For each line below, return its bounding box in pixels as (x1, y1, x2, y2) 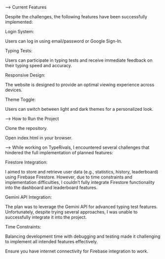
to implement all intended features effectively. (5, 239, 98, 244)
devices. (5, 87, 23, 93)
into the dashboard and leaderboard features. (5, 185, 98, 190)
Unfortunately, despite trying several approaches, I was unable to (5, 209, 138, 215)
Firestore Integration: (5, 159, 48, 165)
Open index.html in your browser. (5, 135, 73, 140)
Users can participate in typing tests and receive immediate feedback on (5, 57, 153, 63)
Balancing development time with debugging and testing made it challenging (5, 233, 161, 239)
